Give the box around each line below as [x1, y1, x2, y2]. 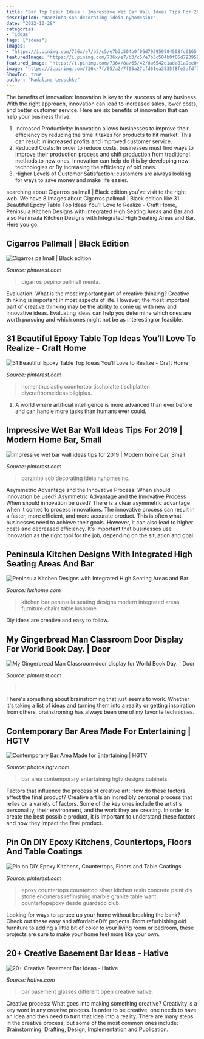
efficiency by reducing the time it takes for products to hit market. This [15, 132, 192, 139]
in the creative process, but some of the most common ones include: [6, 1019, 178, 1026]
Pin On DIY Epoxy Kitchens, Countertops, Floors [6, 837, 192, 847]
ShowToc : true [6, 71, 42, 77]
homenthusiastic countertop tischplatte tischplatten [21, 382, 151, 390]
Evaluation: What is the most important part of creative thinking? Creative [6, 290, 189, 297]
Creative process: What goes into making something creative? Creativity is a [6, 999, 197, 1007]
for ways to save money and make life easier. [15, 177, 129, 184]
